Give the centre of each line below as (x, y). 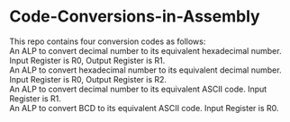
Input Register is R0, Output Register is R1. (87, 60)
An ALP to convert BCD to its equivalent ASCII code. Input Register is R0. (144, 108)
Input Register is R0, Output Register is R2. (88, 79)
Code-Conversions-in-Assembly (135, 17)
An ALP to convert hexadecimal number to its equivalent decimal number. (145, 70)
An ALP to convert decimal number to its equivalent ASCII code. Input (138, 89)
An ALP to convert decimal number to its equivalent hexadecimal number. (145, 50)
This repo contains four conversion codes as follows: (108, 41)
